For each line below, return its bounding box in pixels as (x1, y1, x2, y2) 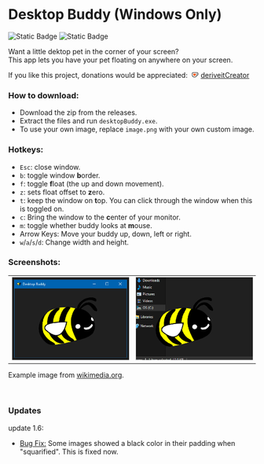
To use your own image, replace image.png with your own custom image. (19, 124, 255, 134)
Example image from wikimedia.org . (8, 370, 124, 380)
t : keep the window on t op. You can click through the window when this (19, 195, 253, 205)
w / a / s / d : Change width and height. (19, 238, 130, 247)
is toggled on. (19, 204, 64, 213)
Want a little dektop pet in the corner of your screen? (8, 46, 179, 56)
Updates (8, 405, 42, 416)
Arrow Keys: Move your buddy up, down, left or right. (19, 229, 192, 238)
